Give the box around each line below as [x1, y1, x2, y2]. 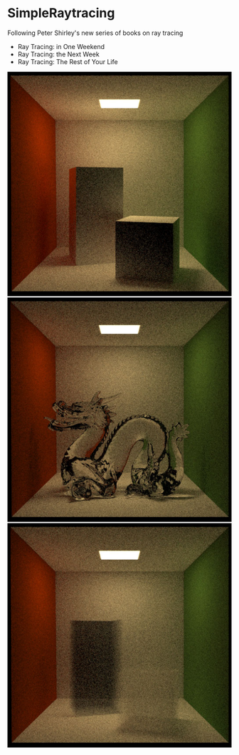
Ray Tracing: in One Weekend [17, 42, 105, 51]
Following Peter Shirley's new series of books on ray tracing [7, 28, 184, 37]
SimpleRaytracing [7, 5, 115, 21]
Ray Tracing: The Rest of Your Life [17, 57, 119, 66]
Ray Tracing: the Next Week [17, 50, 100, 58]
